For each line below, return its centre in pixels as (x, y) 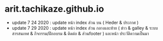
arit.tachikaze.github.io (54, 9)
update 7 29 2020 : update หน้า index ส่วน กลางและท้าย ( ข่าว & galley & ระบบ (85, 28)
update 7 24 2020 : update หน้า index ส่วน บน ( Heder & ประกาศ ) (75, 22)
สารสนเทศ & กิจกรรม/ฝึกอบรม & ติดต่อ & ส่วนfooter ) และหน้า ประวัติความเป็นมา (80, 33)
